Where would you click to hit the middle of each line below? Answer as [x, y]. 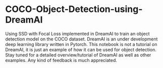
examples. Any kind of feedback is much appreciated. [61, 60]
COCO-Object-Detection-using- [74, 9]
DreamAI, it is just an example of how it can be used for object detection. [81, 49]
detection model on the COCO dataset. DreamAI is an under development [82, 39]
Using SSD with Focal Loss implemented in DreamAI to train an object [77, 33]
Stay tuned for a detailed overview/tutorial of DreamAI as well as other [78, 55]
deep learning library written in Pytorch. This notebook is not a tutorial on [81, 44]
